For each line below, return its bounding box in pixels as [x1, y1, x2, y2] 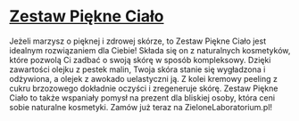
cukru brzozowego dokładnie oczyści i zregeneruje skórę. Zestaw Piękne [9, 83, 278, 93]
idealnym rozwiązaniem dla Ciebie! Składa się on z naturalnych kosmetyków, [9, 44, 291, 55]
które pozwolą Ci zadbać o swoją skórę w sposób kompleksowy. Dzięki [9, 54, 271, 65]
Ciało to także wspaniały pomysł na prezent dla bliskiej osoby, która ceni [9, 92, 275, 103]
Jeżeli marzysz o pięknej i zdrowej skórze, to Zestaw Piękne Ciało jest [9, 36, 267, 46]
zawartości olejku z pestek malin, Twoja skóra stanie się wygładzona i [9, 64, 266, 75]
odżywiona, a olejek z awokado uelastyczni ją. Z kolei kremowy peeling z [9, 73, 278, 84]
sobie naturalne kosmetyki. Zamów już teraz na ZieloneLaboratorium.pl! [9, 101, 273, 112]
